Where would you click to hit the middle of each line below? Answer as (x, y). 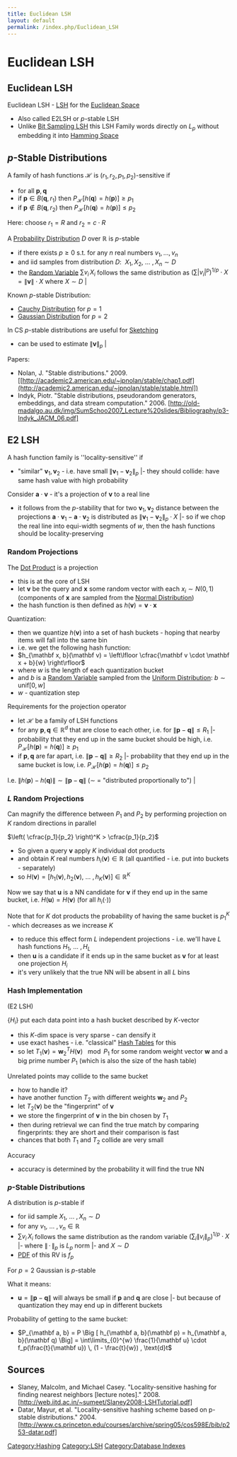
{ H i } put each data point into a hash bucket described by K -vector (103, 1021)
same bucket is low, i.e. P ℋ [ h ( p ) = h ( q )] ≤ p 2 (83, 766)
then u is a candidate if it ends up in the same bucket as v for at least (118, 955)
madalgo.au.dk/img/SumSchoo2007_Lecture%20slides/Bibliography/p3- (123, 410)
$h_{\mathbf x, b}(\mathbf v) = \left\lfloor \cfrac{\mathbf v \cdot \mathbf (123, 655)
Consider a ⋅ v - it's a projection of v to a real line (79, 494)
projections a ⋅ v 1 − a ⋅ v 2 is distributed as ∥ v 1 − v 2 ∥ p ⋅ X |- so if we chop (121, 518)
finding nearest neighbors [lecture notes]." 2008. (89, 1394)
